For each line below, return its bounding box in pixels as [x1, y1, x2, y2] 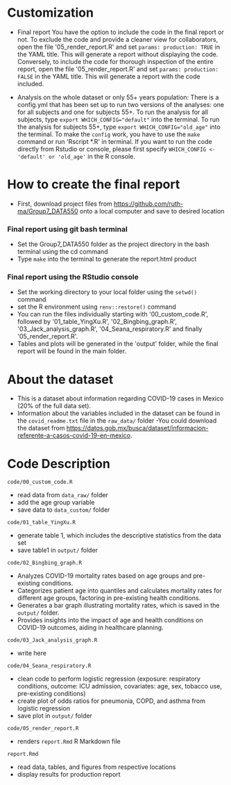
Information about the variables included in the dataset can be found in [17, 409, 221, 418]
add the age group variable [17, 499, 95, 507]
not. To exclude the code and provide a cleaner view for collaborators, [17, 35, 219, 43]
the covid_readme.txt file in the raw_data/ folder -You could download [17, 416, 217, 425]
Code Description [7, 455, 111, 471]
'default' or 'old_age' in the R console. [17, 152, 135, 161]
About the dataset [7, 371, 114, 387]
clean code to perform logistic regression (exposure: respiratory [17, 674, 201, 683]
